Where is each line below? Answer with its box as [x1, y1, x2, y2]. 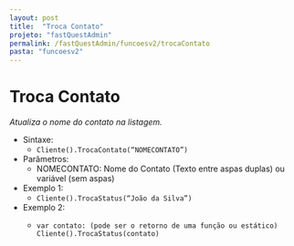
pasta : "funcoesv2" [9, 47, 84, 56]
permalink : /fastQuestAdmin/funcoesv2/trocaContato [9, 38, 210, 48]
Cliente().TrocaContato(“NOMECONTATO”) [36, 146, 189, 155]
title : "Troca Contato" [9, 22, 104, 31]
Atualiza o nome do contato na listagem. [9, 117, 163, 128]
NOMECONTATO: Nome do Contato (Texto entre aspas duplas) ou [36, 163, 286, 174]
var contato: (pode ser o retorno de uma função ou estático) [36, 221, 278, 231]
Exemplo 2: [22, 202, 66, 213]
